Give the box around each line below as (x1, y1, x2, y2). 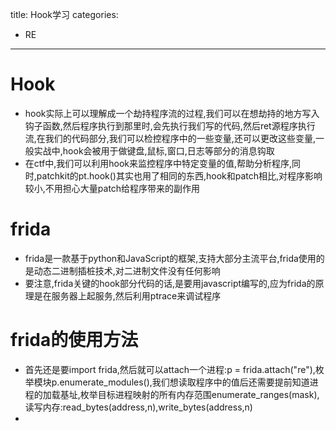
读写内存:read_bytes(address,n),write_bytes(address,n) (24, 401, 253, 413)
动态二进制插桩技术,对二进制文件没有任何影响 (33, 264, 221, 277)
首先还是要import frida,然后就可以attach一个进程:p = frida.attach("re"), (24, 363, 316, 375)
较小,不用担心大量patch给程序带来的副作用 (24, 182, 201, 194)
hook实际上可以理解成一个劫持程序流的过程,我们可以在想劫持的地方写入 (24, 107, 320, 119)
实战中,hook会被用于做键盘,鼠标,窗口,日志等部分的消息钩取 (33, 144, 275, 157)
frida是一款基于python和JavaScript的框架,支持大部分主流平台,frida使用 (24, 252, 317, 264)
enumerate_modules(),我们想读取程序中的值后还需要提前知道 (59, 376, 310, 388)
